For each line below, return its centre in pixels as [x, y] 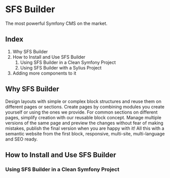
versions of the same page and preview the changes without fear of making [84, 123]
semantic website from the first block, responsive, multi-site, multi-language [85, 133]
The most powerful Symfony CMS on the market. [56, 23]
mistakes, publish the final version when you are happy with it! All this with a [85, 128]
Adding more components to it [44, 73]
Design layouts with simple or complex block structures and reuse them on [83, 101]
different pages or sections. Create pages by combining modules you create [85, 106]
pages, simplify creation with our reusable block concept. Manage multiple [83, 117]
